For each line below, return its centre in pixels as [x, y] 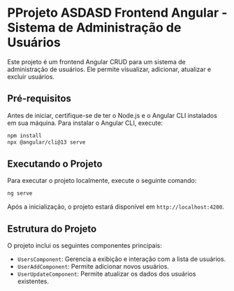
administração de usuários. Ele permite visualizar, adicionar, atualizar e [109, 69]
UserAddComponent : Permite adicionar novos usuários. [93, 266]
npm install [24, 135]
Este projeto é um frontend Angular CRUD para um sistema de [97, 61]
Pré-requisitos [39, 99]
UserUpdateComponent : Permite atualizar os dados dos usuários [107, 274]
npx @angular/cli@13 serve [46, 142]
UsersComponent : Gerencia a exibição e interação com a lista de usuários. [122, 259]
